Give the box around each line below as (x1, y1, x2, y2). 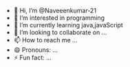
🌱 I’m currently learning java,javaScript (13, 21, 124, 29)
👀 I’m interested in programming (13, 14, 105, 22)
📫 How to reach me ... (13, 36, 78, 44)
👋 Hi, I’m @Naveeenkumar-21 (13, 7, 97, 14)
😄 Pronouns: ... (13, 46, 58, 54)
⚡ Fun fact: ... (13, 53, 52, 62)
